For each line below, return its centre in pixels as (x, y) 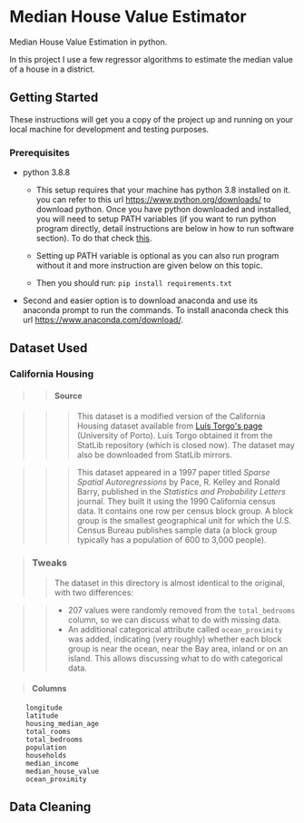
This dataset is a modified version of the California (171, 416)
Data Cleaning (50, 807)
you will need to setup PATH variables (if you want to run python (156, 219)
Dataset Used (49, 348)
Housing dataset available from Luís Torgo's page (170, 426)
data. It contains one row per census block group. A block (185, 511)
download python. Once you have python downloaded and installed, (164, 210)
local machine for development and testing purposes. (109, 129)
